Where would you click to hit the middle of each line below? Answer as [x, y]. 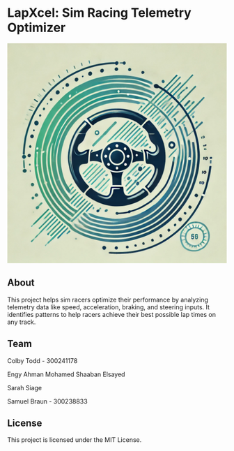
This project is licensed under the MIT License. [75, 440]
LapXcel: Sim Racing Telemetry [99, 13]
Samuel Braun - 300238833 [48, 401]
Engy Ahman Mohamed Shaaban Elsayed [66, 374]
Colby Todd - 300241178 [42, 360]
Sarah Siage [25, 387]
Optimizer [37, 28]
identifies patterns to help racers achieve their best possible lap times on [112, 314]
